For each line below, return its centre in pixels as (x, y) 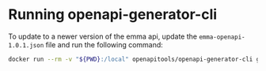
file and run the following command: (104, 44)
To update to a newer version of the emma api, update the (103, 36)
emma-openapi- (222, 37)
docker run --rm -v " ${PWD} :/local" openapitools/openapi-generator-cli (131, 59)
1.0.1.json (26, 45)
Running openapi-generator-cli (113, 15)
